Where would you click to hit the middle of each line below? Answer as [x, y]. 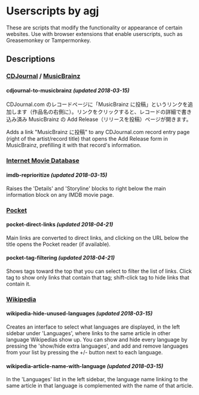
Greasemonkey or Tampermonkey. [49, 40]
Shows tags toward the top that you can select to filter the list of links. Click [99, 271]
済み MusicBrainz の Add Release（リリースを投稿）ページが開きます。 [104, 119]
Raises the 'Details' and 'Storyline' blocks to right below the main [86, 188]
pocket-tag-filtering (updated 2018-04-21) [61, 258]
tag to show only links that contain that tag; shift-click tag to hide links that [98, 277]
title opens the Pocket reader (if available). [58, 244]
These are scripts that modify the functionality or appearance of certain [94, 28]
